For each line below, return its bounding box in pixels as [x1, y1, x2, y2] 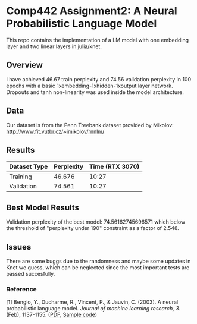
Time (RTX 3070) [89, 162, 140, 171]
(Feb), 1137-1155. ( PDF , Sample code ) [6, 311, 97, 319]
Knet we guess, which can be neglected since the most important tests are [6, 264, 190, 271]
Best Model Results [6, 202, 79, 212]
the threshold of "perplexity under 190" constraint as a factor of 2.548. [6, 225, 180, 232]
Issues [6, 242, 32, 252]
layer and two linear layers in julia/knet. [6, 43, 102, 50]
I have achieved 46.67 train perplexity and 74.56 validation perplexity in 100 [6, 76, 192, 83]
